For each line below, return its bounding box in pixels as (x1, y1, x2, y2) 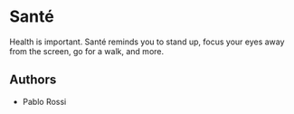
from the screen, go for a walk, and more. (9, 45, 165, 56)
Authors (9, 72, 57, 88)
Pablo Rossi (22, 96, 67, 107)
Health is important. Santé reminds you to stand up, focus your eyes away (9, 36, 285, 47)
